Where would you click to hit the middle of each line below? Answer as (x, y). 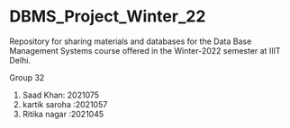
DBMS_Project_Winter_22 (108, 17)
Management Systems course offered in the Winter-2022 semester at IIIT (145, 50)
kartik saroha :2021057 (65, 104)
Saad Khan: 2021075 (61, 95)
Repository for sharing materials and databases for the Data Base (131, 41)
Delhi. (20, 60)
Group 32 (27, 77)
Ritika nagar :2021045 (63, 114)
